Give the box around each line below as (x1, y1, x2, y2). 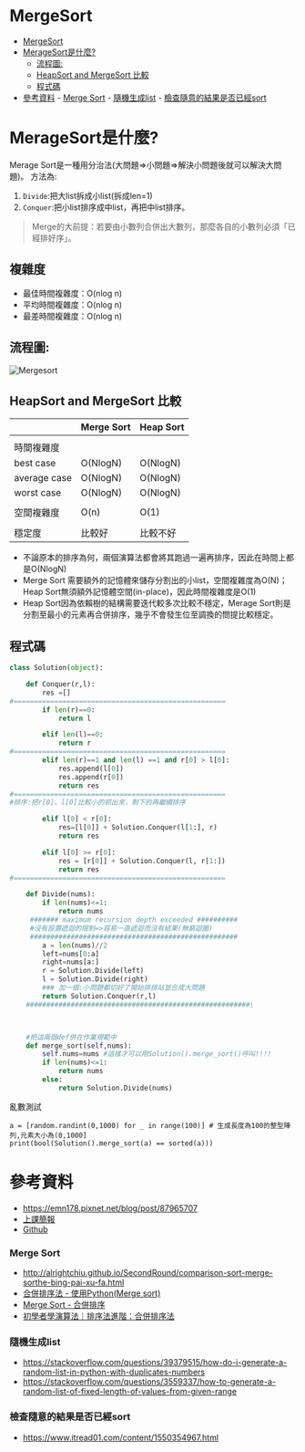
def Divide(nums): (25, 890, 96, 899)
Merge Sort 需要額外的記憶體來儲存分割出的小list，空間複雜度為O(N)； (22, 575, 288, 586)
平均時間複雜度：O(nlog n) (22, 298, 123, 310)
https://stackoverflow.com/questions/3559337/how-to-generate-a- (22, 1376, 276, 1387)
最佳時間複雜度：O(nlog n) (22, 287, 123, 298)
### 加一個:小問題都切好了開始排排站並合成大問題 (42, 983, 205, 992)
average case (14, 472, 73, 485)
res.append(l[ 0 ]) (57, 764, 125, 773)
